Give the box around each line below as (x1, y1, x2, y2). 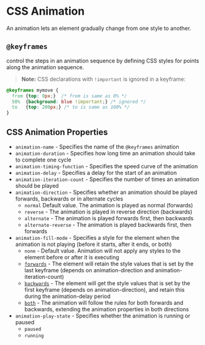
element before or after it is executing (24, 253, 119, 261)
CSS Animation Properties (6, 127, 108, 137)
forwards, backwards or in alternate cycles (15, 195, 124, 202)
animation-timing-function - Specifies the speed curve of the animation (15, 162, 198, 169)
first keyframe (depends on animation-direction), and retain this (24, 286, 185, 293)
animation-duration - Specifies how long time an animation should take (15, 149, 196, 157)
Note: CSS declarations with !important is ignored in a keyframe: (21, 75, 185, 83)
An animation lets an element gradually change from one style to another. (6, 24, 192, 32)
